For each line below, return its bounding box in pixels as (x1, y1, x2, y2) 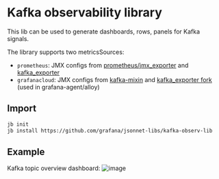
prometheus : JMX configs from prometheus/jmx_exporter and (16, 61, 189, 69)
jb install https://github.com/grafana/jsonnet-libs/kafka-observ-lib (7, 127, 213, 134)
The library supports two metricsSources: (7, 48, 125, 56)
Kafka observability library (7, 5, 163, 20)
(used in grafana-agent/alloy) (16, 83, 101, 91)
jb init (7, 121, 29, 128)
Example (7, 146, 45, 158)
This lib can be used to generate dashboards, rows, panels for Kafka (7, 27, 201, 36)
